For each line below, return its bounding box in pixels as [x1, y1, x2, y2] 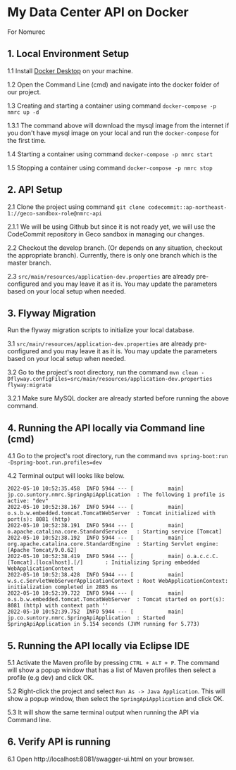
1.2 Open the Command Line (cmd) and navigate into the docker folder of [7, 80, 220, 89]
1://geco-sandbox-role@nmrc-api [7, 210, 102, 217]
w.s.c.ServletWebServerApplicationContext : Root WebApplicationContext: [7, 578, 229, 585]
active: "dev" [7, 498, 49, 505]
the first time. [7, 136, 46, 144]
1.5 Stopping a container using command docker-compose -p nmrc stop [7, 163, 213, 172]
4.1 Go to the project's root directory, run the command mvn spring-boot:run [7, 452, 228, 460]
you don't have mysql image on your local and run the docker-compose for [7, 128, 220, 137]
